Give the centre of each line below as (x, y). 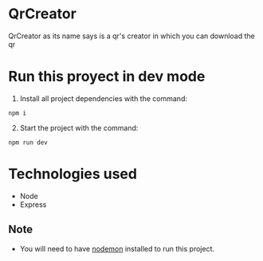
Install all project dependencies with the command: (103, 98)
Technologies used (73, 174)
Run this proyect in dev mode (107, 77)
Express (33, 205)
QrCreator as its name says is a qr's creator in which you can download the (131, 36)
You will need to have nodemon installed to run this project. (117, 248)
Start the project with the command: (79, 127)
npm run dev (28, 142)
